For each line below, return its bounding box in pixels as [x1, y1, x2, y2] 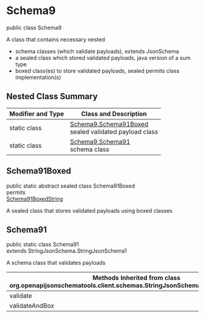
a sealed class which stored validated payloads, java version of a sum [15, 54, 191, 61]
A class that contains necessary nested [6, 35, 106, 43]
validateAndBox [9, 301, 55, 310]
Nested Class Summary [6, 91, 98, 102]
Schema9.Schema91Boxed [70, 120, 148, 128]
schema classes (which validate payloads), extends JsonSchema [15, 47, 179, 55]
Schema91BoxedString [6, 195, 63, 202]
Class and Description [81, 109, 148, 118]
